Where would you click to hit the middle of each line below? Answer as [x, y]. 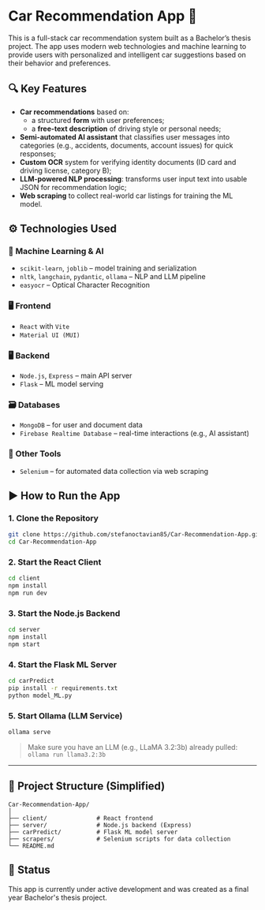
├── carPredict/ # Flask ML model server [93, 832]
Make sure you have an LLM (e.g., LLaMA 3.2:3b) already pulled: [132, 747]
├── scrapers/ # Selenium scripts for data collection [119, 839]
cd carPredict [32, 681]
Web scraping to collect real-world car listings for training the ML [126, 196]
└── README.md [32, 846]
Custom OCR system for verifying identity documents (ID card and [128, 162]
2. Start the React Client [55, 561]
